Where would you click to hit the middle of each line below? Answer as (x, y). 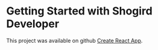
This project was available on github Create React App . (74, 40)
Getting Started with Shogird (79, 11)
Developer (33, 24)
